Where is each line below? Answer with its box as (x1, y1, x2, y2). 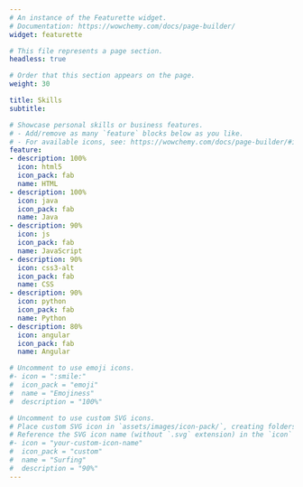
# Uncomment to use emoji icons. (9, 363, 135, 373)
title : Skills (9, 96, 63, 105)
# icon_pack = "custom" (9, 447, 103, 456)
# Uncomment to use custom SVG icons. (9, 413, 155, 423)
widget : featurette (9, 30, 83, 39)
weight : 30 (9, 80, 50, 89)
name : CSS (17, 280, 54, 289)
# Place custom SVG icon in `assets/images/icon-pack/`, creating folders (9, 422, 297, 431)
